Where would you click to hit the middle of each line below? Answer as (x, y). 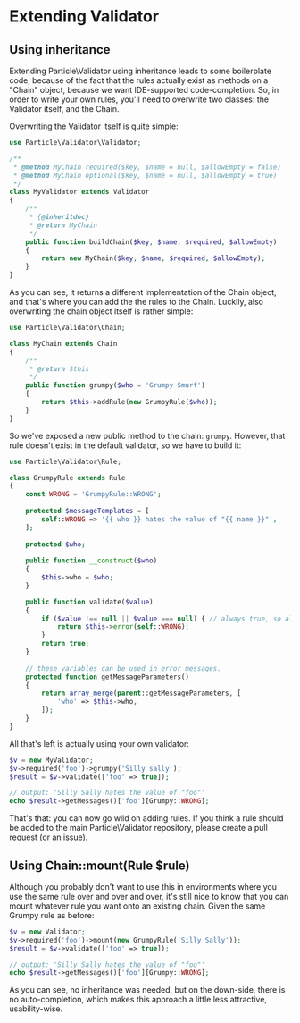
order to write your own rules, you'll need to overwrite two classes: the (139, 99)
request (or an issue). (49, 837)
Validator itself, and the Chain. (64, 109)
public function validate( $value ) (89, 602)
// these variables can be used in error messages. (123, 668)
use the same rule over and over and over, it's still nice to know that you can (149, 896)
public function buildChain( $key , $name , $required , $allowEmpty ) (151, 242)
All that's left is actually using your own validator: (100, 743)
